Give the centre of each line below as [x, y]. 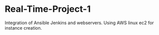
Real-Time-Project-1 [48, 9]
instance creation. [23, 28]
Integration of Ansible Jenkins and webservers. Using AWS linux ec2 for [79, 23]
